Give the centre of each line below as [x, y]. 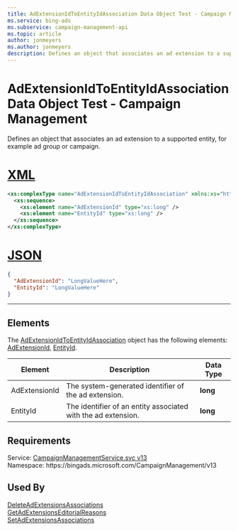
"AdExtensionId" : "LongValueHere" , [66, 281]
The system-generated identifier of [125, 386]
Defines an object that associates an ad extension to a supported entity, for [117, 139]
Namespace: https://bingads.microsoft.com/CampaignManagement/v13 [112, 466]
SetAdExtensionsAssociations [51, 520]
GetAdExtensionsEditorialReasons [57, 512]
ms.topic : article [34, 34]
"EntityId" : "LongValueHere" [57, 288]
